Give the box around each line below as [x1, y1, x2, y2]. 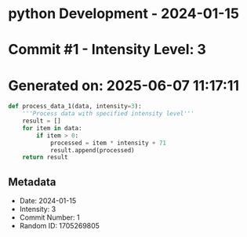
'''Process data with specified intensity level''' [22, 110, 194, 118]
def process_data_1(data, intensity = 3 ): [8, 103, 143, 111]
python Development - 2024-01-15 [8, 5, 239, 23]
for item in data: [22, 124, 82, 132]
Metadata [8, 175, 56, 188]
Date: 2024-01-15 [19, 196, 77, 206]
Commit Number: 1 [19, 213, 80, 222]
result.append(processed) [49, 146, 135, 154]
